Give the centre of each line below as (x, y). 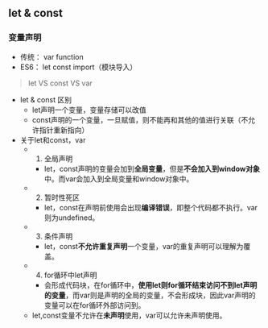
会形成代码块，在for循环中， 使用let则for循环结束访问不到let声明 (150, 284)
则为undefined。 (72, 218)
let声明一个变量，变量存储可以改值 (89, 110)
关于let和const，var (53, 139)
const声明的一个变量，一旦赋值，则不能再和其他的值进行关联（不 (140, 119)
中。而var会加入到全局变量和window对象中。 (119, 179)
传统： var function (52, 56)
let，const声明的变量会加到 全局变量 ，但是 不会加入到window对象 (152, 168)
